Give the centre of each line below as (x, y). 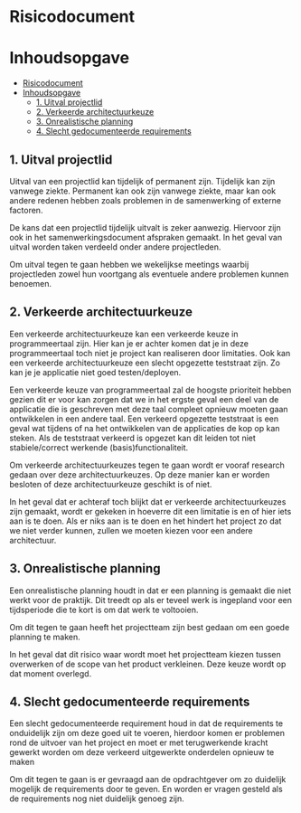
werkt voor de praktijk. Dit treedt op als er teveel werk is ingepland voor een (150, 600)
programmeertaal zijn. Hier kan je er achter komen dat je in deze (129, 343)
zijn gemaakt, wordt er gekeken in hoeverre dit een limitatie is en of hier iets (150, 511)
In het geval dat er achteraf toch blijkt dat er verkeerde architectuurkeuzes (148, 501)
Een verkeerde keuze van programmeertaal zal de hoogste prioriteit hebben (150, 390)
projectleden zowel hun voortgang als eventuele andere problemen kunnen (149, 274)
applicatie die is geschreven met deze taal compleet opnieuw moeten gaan (149, 409)
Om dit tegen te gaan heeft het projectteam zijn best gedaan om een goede (150, 627)
